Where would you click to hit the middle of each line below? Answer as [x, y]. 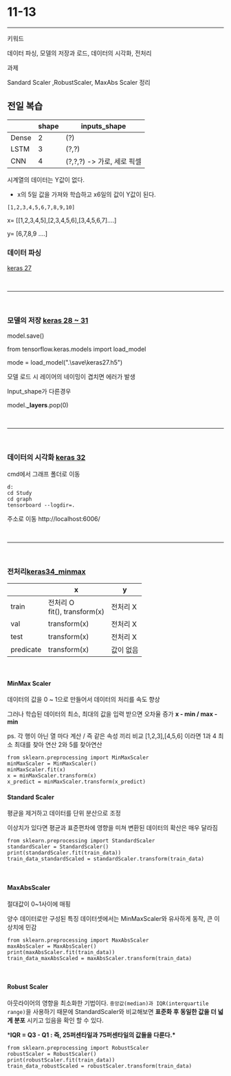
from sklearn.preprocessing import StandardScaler [81, 841]
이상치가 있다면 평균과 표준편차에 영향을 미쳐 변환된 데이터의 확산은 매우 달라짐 [113, 828]
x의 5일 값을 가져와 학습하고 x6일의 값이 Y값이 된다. [86, 194]
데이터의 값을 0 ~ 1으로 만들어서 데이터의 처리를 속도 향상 [84, 700]
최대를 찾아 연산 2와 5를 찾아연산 [58, 744]
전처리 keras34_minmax [46, 571]
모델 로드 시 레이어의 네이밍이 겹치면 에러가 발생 [71, 377]
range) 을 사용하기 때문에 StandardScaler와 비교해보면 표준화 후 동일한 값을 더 [112, 1011]
